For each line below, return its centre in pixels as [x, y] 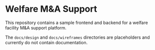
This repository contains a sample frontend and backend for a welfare [77, 23]
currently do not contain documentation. [46, 42]
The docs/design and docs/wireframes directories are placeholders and [77, 37]
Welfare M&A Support [51, 9]
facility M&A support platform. [36, 27]
